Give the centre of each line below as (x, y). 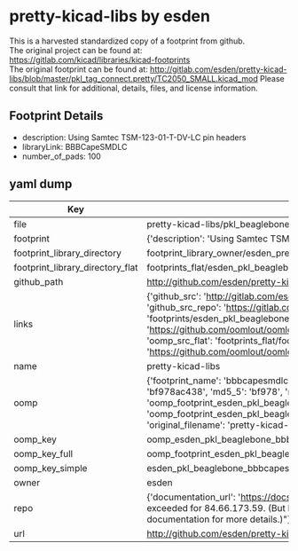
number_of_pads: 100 (62, 156)
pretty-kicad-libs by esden (110, 16)
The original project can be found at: (76, 50)
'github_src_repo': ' (186, 307)
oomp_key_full (43, 453)
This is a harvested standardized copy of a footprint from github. (127, 41)
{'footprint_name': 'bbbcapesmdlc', (220, 381)
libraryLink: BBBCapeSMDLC (74, 146)
